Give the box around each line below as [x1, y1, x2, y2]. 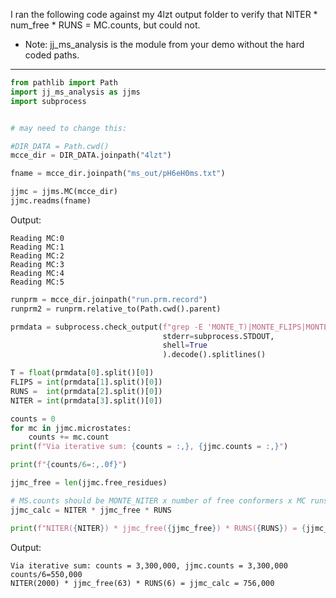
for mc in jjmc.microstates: [10, 423, 132, 433]
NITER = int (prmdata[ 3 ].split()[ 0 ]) [10, 395, 163, 406]
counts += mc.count [28, 432, 110, 443]
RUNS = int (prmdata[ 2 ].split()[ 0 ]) [10, 386, 163, 396]
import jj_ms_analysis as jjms [10, 87, 141, 97]
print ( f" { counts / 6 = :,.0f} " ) [10, 460, 128, 470]
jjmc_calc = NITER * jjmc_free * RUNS [10, 505, 172, 515]
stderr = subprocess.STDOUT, [162, 331, 275, 341]
